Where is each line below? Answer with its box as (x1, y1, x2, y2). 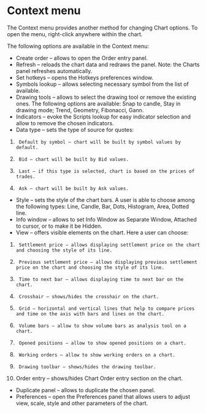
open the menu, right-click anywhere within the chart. (7, 30, 143, 37)
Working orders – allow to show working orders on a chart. (18, 352, 176, 358)
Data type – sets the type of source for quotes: (15, 126, 134, 133)
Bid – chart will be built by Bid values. (18, 156, 129, 163)
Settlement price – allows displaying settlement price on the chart (18, 242, 200, 248)
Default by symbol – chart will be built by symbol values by (18, 139, 181, 145)
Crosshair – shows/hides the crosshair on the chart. (18, 293, 159, 299)
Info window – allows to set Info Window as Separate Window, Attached (15, 215, 197, 223)
